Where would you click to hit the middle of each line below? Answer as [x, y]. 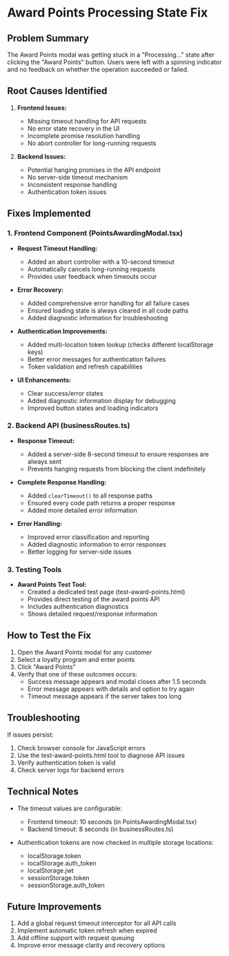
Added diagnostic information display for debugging [101, 400]
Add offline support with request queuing [76, 938]
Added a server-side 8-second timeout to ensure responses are [118, 454]
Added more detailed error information [82, 510]
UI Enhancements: [44, 380]
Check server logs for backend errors [70, 770]
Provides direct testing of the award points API [93, 599]
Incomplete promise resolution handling [83, 135]
